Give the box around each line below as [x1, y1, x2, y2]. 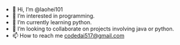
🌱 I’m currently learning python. [12, 19, 92, 26]
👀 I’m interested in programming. [12, 12, 95, 19]
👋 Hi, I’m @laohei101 [12, 6, 63, 13]
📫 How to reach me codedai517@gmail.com [12, 32, 124, 39]
